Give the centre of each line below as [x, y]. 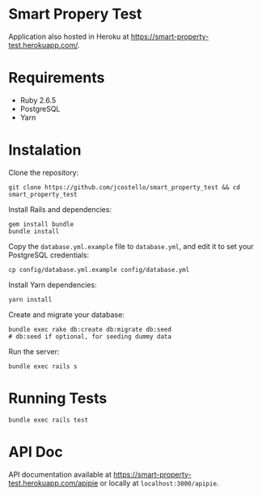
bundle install [34, 231]
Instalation [45, 150]
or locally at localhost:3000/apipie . [159, 483]
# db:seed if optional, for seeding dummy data [90, 337]
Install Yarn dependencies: [53, 285]
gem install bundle [41, 224]
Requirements [57, 78]
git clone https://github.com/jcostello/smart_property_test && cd [125, 187]
